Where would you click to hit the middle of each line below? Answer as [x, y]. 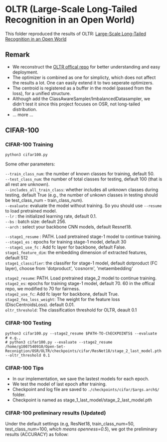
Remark [17, 55]
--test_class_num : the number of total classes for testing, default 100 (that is [84, 179]
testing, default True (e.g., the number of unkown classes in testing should [82, 195]
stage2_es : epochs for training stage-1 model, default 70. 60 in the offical [80, 283]
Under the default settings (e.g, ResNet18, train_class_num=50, [70, 424]
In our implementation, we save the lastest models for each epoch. [81, 379]
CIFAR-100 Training [29, 144]
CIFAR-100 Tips [24, 367]
